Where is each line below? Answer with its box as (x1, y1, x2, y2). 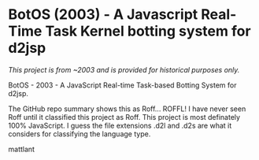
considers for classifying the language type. (8, 128, 151, 139)
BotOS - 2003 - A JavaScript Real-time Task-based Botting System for (8, 80, 237, 90)
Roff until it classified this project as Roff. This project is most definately (8, 112, 241, 121)
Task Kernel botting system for (45, 22, 251, 40)
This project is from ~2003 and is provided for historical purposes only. (8, 65, 240, 74)
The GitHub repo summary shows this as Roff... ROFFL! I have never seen (8, 104, 246, 113)
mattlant (8, 144, 35, 154)
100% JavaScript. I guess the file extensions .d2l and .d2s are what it (8, 121, 232, 130)
